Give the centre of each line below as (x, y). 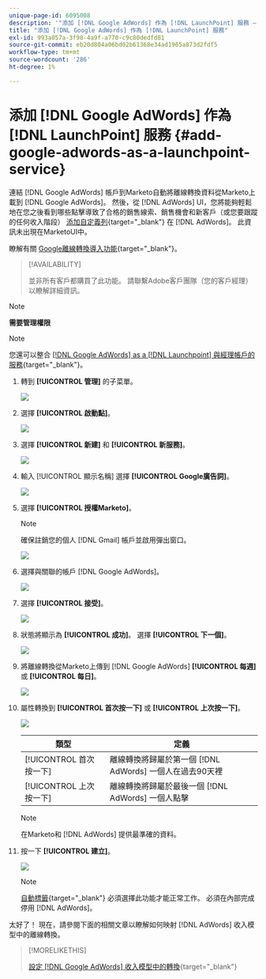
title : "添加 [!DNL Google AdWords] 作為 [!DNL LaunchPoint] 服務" (118, 30)
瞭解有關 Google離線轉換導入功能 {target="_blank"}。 (96, 248)
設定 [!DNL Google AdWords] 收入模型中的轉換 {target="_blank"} (133, 966)
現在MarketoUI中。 (60, 232)
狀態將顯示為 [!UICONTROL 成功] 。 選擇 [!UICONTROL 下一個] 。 (126, 634)
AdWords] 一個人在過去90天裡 (167, 771)
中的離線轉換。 (40, 934)
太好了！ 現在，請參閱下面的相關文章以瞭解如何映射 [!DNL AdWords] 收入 (128, 924)
